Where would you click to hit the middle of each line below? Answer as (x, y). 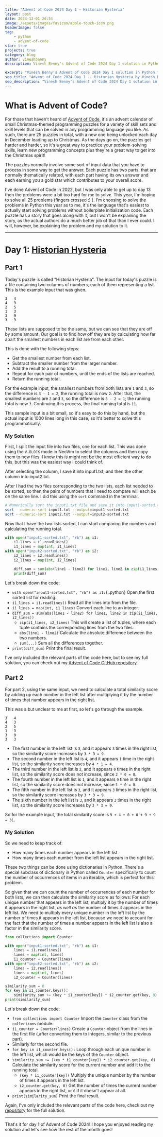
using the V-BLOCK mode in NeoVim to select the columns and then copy (77, 451)
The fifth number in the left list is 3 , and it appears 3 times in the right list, (85, 790)
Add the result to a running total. (44, 368)
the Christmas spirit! (25, 155)
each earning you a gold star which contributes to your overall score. (74, 180)
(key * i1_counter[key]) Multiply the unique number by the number (88, 1075)
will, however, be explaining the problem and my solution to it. (67, 225)
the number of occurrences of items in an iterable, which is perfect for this (80, 877)
